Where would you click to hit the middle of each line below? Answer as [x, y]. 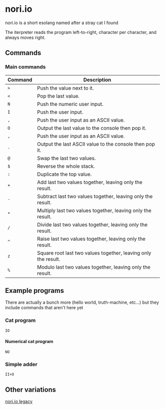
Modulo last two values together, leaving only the [94, 267]
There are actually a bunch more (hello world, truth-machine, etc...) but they [82, 302]
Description [97, 80]
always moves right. [25, 37]
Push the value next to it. [66, 88]
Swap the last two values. [67, 158]
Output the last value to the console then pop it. [92, 128]
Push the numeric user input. [70, 104]
